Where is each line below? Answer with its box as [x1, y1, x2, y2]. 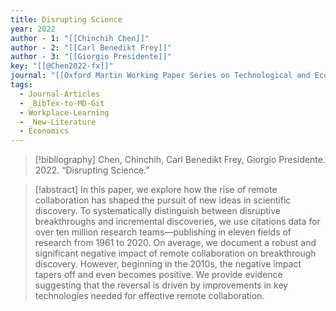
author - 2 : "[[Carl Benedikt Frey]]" [10, 42, 172, 53]
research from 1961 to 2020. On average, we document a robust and [34, 237, 317, 249]
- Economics [19, 126, 70, 136]
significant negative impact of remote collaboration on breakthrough [34, 247, 317, 260]
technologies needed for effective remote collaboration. [34, 290, 265, 302]
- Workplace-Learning [19, 107, 110, 118]
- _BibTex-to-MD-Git [19, 98, 105, 108]
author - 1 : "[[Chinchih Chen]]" [10, 33, 150, 43]
